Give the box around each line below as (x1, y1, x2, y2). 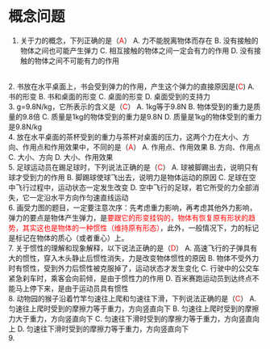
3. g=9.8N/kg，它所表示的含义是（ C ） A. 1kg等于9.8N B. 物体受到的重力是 (8, 102, 254, 111)
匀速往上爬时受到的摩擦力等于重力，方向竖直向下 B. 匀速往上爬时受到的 (8, 304, 246, 313)
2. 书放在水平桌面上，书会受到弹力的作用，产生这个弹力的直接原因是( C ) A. (8, 82, 255, 91)
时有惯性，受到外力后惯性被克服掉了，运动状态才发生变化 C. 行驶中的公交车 (8, 263, 260, 273)
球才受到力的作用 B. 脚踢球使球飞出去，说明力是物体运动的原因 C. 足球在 (8, 172, 250, 182)
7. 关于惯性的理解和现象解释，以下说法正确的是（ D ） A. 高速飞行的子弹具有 (8, 243, 258, 253)
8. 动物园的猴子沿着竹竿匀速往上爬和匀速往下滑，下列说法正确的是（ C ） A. (8, 293, 257, 303)
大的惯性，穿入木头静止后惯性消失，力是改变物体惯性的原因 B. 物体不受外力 (8, 253, 260, 263)
